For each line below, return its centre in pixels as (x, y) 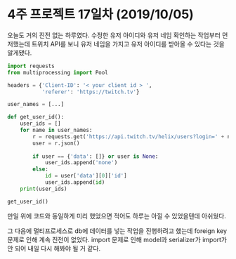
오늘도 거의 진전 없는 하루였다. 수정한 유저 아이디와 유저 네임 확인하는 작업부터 (114, 35)
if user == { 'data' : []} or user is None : (96, 156)
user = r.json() (56, 143)
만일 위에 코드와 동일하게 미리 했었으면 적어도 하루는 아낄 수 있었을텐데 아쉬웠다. (117, 215)
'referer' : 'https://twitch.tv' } (91, 92)
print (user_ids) (44, 189)
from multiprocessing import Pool (58, 72)
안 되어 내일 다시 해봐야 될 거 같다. (54, 248)
